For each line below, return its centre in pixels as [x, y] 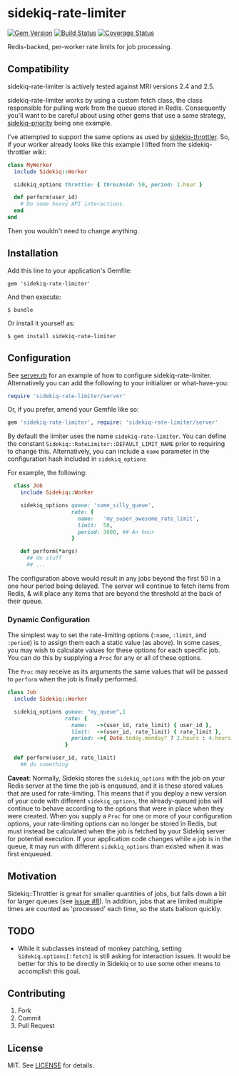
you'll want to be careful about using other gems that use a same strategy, [117, 115]
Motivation [32, 877]
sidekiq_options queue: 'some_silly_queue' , [87, 505]
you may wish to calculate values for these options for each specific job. [114, 650]
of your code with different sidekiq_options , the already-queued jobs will [115, 801]
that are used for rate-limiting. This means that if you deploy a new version [117, 793]
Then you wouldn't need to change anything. [73, 230]
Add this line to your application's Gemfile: [70, 270]
